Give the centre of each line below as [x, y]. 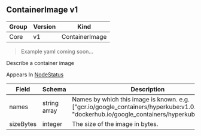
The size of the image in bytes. [115, 123]
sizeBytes [23, 123]
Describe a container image [40, 63]
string [50, 103]
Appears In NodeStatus [35, 75]
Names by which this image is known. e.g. [131, 99]
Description [148, 89]
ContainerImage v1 [42, 10]
